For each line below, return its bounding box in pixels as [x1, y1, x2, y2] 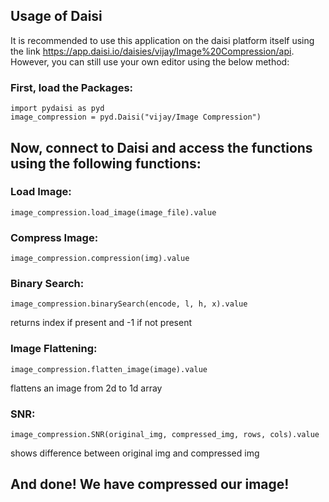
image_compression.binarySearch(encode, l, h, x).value [10, 299, 248, 309]
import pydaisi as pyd [10, 104, 105, 114]
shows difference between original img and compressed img [10, 447, 260, 459]
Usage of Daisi [10, 8, 103, 25]
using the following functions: [10, 155, 202, 172]
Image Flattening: [10, 342, 98, 356]
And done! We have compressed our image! [10, 476, 290, 493]
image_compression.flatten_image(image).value [10, 364, 208, 374]
